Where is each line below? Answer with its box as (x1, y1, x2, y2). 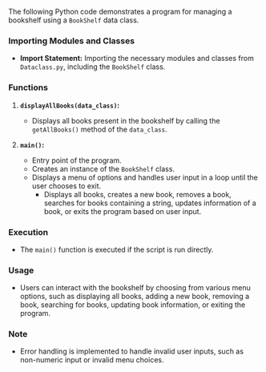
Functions (8, 82, 48, 93)
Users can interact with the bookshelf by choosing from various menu (19, 283, 251, 293)
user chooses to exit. (31, 180, 102, 191)
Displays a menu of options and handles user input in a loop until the (31, 172, 258, 182)
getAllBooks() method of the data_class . (31, 124, 167, 134)
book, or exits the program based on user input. (43, 206, 202, 216)
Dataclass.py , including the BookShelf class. (19, 62, 166, 71)
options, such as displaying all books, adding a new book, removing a (19, 292, 250, 301)
